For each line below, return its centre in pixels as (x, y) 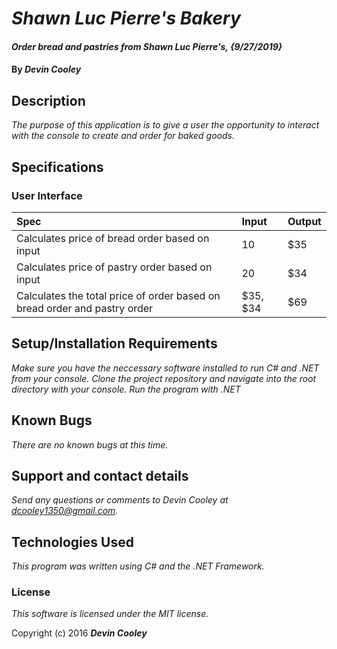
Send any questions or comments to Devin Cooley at (120, 500)
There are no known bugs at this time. (90, 444)
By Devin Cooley (46, 69)
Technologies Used (72, 542)
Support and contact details (100, 475)
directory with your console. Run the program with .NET (126, 389)
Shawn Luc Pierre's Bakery (126, 18)
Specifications (57, 167)
